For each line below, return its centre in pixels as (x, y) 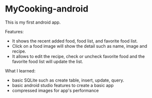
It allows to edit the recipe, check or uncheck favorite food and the (78, 56)
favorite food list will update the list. (47, 61)
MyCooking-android (47, 9)
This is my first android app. (33, 22)
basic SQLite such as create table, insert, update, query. (68, 80)
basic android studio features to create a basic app (63, 85)
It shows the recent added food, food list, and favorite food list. (75, 41)
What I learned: (20, 70)
